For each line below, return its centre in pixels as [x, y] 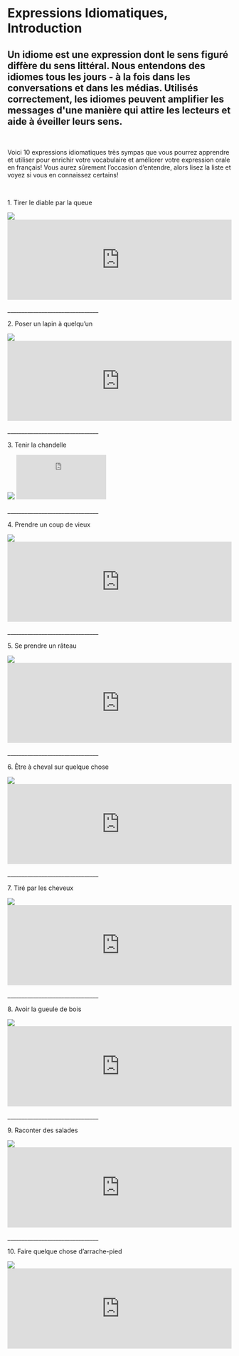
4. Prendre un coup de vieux [49, 524]
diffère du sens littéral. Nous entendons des [106, 66]
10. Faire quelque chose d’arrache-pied [65, 1251]
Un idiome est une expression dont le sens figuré [118, 55]
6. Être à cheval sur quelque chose [58, 767]
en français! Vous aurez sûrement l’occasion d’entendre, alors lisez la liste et [119, 167]
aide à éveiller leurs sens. [65, 121]
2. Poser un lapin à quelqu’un [50, 324]
